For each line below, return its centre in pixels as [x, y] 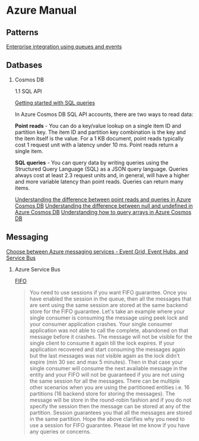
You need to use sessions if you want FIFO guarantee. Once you [108, 292]
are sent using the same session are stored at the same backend [109, 305]
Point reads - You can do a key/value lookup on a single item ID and [98, 126]
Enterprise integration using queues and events [64, 46]
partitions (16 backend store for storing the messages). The [102, 393]
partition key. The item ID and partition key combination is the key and [100, 132]
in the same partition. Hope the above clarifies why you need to [107, 419]
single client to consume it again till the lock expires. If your [102, 343]
